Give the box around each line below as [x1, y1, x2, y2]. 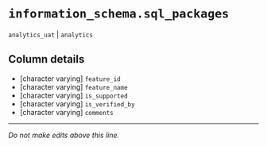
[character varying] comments [19, 107, 114, 117]
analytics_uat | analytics [8, 29, 94, 39]
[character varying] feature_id [19, 74, 121, 83]
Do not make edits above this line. [8, 130, 120, 140]
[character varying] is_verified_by [19, 98, 135, 109]
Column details [8, 52, 85, 66]
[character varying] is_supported [19, 90, 129, 100]
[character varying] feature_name [19, 82, 129, 91]
